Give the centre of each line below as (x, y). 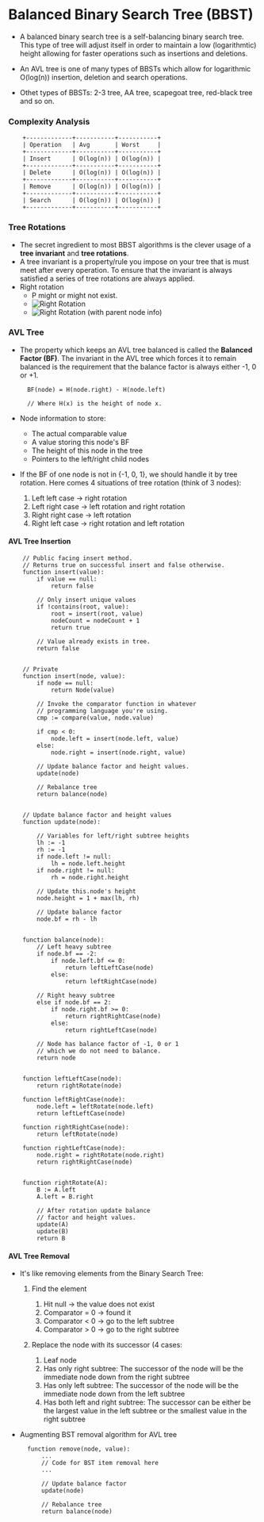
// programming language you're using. (103, 711)
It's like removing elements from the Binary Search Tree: (111, 1274)
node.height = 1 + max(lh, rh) (88, 899)
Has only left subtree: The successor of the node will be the (141, 1386)
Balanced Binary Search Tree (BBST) (131, 15)
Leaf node (60, 1360)
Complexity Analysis (49, 121)
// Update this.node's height (86, 891)
